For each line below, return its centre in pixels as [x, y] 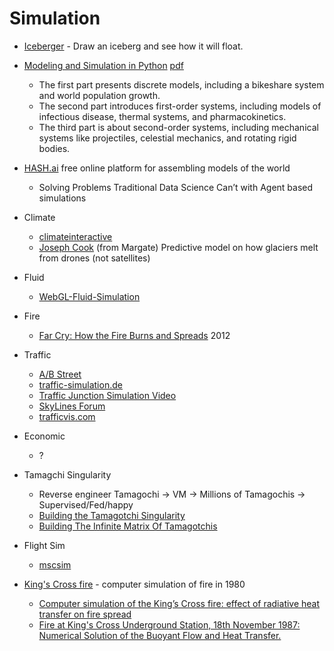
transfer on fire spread [85, 614]
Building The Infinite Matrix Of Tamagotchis [128, 526]
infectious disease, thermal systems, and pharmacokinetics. [162, 116]
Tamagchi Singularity [67, 474]
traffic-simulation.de [80, 384]
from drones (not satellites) [94, 258]
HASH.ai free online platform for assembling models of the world [157, 168]
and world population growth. [99, 95]
